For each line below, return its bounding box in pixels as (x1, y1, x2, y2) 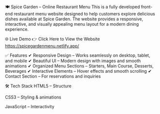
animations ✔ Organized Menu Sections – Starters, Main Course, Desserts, (5, 63, 154, 69)
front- (141, 4, 153, 10)
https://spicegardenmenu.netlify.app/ (5, 43, 79, 49)
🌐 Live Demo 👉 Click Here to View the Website (5, 36, 100, 42)
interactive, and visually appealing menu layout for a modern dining (5, 21, 139, 27)
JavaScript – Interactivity (5, 104, 55, 109)
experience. (5, 26, 29, 32)
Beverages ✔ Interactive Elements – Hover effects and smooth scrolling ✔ (5, 68, 152, 74)
